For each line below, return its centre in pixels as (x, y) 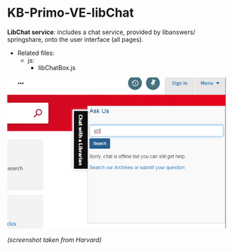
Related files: (36, 53)
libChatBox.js (57, 67)
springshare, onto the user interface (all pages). (75, 39)
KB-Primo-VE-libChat (71, 13)
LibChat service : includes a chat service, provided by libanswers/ (101, 32)
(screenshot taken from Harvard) (54, 240)
